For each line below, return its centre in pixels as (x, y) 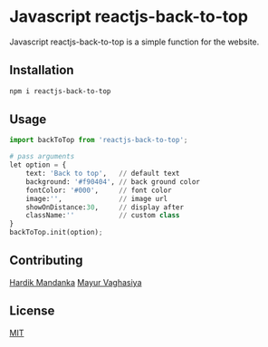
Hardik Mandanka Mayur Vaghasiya (76, 282)
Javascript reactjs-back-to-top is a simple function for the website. (134, 42)
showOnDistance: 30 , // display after (105, 207)
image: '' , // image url (97, 198)
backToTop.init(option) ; (56, 233)
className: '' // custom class (103, 216)
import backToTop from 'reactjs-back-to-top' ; (99, 140)
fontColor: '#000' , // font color (99, 190)
